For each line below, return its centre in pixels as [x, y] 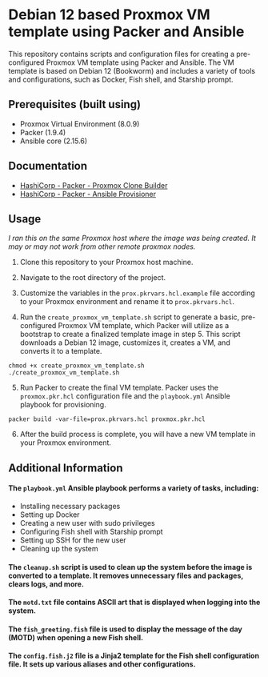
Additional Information [66, 468]
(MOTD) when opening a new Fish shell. [76, 637]
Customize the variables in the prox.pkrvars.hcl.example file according [138, 293]
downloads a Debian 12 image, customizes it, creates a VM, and [125, 343]
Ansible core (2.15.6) [54, 141]
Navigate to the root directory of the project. [93, 278]
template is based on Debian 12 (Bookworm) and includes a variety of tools [132, 70]
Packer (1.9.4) [43, 132]
